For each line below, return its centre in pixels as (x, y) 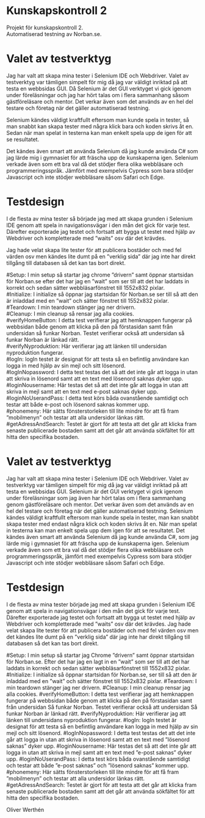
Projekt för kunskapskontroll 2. (45, 27)
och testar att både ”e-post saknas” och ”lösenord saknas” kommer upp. (98, 765)
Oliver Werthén (25, 809)
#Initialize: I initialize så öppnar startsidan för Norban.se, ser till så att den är (102, 675)
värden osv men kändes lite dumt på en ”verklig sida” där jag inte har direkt (101, 256)
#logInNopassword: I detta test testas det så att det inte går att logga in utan (102, 372)
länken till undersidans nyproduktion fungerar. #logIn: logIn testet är (92, 720)
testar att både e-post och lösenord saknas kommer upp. (78, 404)
